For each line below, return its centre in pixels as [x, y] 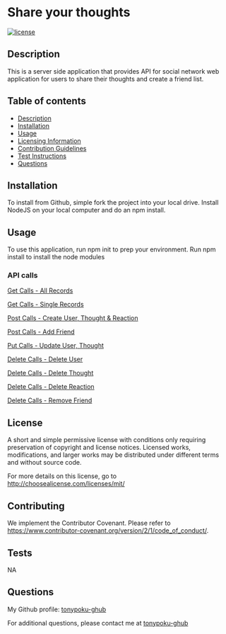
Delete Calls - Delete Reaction [51, 387]
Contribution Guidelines [52, 148]
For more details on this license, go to [62, 476]
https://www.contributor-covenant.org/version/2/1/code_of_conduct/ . [108, 531]
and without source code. [44, 463]
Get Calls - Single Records [46, 305]
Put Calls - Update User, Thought [56, 346]
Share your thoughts [69, 12]
